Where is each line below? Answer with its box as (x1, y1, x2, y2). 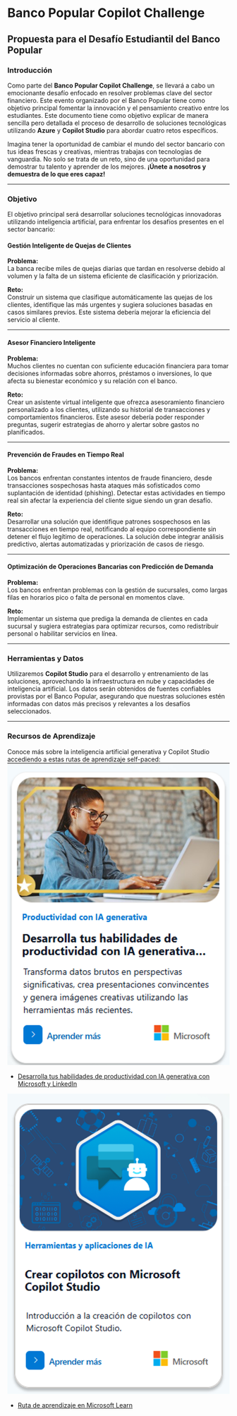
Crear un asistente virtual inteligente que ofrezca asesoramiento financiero (7, 397, 225, 406)
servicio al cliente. (7, 315, 61, 324)
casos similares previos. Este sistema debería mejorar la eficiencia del (7, 308, 211, 317)
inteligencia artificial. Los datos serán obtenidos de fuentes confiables (7, 684, 212, 693)
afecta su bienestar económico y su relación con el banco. (7, 376, 178, 385)
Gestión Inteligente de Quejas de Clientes (7, 241, 132, 250)
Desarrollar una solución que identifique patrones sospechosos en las (7, 517, 210, 526)
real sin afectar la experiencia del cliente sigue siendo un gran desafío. (7, 496, 213, 504)
